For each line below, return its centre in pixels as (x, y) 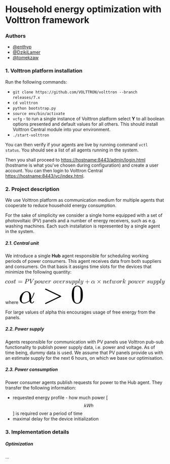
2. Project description (32, 189)
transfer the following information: (41, 388)
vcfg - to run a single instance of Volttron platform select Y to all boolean (88, 119)
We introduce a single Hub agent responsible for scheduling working (77, 256)
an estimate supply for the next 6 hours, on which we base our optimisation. (84, 358)
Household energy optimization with (83, 9)
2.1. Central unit (22, 243)
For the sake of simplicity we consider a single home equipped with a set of (84, 215)
